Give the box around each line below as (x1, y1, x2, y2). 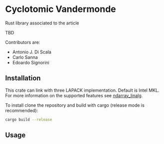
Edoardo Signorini (12, 59, 50, 65)
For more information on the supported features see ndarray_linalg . (5, 92, 143, 98)
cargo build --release (5, 117, 52, 122)
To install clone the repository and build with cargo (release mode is (5, 102, 145, 108)
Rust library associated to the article (5, 20, 79, 26)
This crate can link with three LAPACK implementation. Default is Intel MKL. (5, 87, 160, 93)
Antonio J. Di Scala (12, 49, 51, 55)
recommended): (5, 107, 38, 113)
